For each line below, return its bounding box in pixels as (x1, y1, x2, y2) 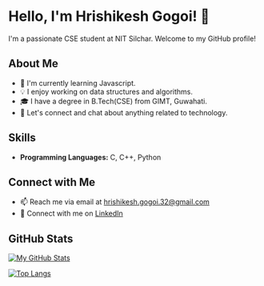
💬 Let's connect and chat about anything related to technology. (19, 107, 228, 117)
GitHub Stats (8, 232, 74, 245)
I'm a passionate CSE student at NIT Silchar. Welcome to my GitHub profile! (8, 34, 256, 43)
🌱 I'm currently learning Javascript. (19, 78, 136, 87)
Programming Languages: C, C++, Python (19, 152, 162, 162)
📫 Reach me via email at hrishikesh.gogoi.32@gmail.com (19, 197, 210, 207)
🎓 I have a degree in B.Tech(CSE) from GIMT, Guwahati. (19, 96, 208, 106)
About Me (8, 57, 58, 70)
